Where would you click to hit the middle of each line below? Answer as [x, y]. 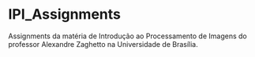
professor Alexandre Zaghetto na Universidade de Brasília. [103, 44]
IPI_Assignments [64, 14]
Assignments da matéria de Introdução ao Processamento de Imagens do [127, 36]
